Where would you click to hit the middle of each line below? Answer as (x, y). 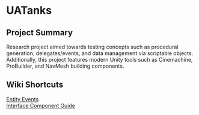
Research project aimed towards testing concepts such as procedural (92, 47)
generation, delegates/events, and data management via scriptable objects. (100, 53)
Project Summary (40, 33)
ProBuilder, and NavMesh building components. (65, 66)
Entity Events (23, 99)
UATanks (29, 10)
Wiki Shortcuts (35, 85)
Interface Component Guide (41, 105)
